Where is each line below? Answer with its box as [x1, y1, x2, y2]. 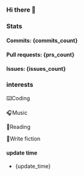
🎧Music [6, 109, 28, 116]
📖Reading [6, 123, 30, 130]
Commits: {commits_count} [6, 37, 78, 45]
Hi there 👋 [6, 5, 37, 14]
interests [6, 80, 33, 89]
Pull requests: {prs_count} [6, 51, 75, 59]
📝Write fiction [6, 134, 41, 142]
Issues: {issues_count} [6, 65, 66, 72]
